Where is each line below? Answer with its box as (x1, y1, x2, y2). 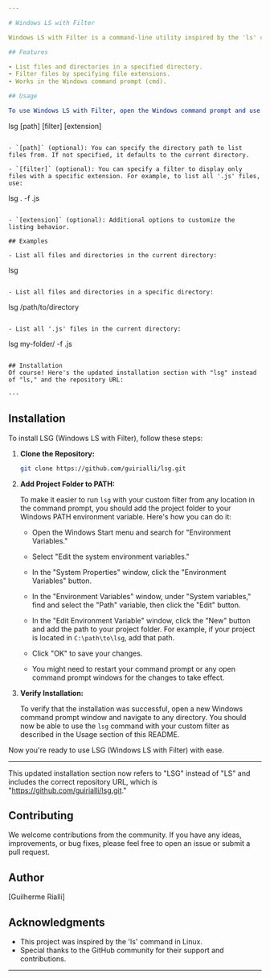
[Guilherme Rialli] (8, 892, 66, 902)
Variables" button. (31, 576, 92, 585)
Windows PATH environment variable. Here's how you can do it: (19, 511, 231, 521)
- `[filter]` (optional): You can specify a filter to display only (8, 165, 243, 173)
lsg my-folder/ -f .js (8, 339, 72, 348)
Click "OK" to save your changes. (31, 648, 143, 658)
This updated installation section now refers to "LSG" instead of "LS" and (8, 768, 251, 778)
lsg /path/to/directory (8, 302, 80, 311)
